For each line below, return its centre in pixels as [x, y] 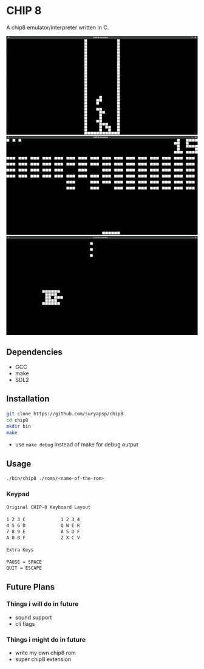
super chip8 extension [43, 659]
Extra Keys [20, 550]
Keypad [18, 494]
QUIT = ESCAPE [24, 568]
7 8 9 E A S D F [43, 532]
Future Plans [31, 587]
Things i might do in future [46, 639]
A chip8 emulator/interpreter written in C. [58, 27]
